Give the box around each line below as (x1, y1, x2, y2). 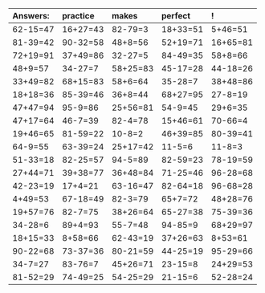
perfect (161, 10, 191, 21)
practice (62, 10, 95, 21)
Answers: (12, 10, 50, 21)
